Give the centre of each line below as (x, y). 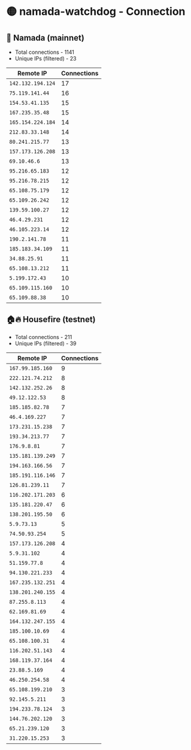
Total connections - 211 (43, 337)
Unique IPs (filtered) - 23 (46, 58)
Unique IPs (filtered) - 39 (46, 343)
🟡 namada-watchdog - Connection (96, 12)
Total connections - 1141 (45, 52)
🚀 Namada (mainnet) (46, 37)
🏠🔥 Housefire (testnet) (51, 320)
